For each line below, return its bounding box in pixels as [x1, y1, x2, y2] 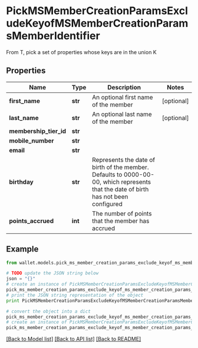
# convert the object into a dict [6, 308, 91, 314]
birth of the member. [92, 163, 149, 171]
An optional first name [92, 93, 153, 101]
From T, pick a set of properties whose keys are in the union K [6, 48, 157, 55]
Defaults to [92, 170, 123, 178]
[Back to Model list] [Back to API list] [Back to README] [6, 336, 141, 343]
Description [107, 83, 141, 91]
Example [6, 244, 39, 254]
